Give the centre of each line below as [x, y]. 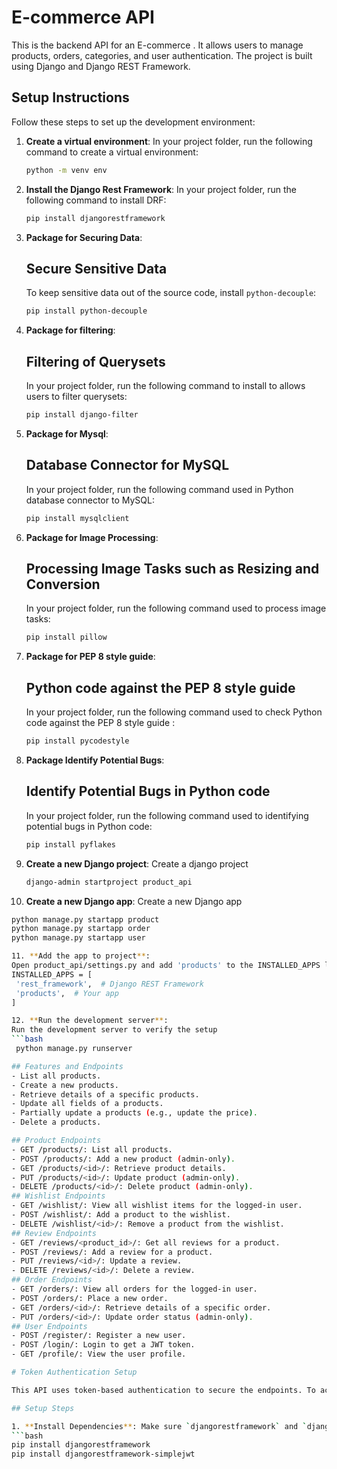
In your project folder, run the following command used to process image [176, 608]
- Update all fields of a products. [87, 1104]
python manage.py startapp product [85, 919]
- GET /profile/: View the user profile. [99, 1354]
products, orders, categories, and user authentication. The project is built [162, 55]
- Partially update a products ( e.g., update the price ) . [134, 1113]
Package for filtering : [70, 330]
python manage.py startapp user [78, 938]
